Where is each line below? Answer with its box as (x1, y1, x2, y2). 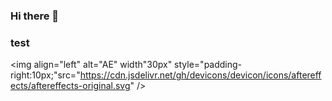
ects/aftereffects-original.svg (10, 80, 131, 92)
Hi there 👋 (10, 9, 60, 23)
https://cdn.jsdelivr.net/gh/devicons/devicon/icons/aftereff (79, 69, 322, 81)
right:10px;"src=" (10, 69, 81, 81)
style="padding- (174, 59, 243, 71)
